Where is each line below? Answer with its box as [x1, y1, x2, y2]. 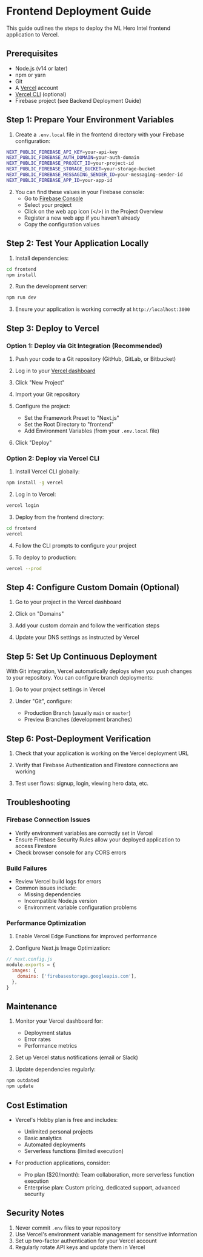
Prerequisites [6, 49, 58, 59]
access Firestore [15, 842, 57, 849]
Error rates [24, 1036, 52, 1043]
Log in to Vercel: [15, 491, 56, 498]
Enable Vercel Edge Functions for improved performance [15, 933, 158, 940]
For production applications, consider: [15, 1159, 110, 1166]
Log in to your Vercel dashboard [15, 367, 96, 374]
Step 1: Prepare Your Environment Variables [6, 114, 175, 125]
